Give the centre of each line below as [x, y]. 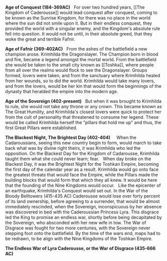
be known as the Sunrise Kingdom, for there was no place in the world [78, 18]
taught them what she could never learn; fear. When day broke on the [78, 159]
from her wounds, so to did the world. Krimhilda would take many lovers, [80, 81]
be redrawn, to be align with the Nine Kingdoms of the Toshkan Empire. [79, 238]
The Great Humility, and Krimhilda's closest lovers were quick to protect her [83, 112]
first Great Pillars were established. [41, 128]
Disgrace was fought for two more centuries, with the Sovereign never [78, 228]
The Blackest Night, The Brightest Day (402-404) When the [71, 138]
